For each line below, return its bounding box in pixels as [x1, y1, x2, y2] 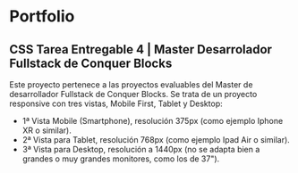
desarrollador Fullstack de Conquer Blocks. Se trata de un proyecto [9, 89, 258, 99]
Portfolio [9, 6, 75, 27]
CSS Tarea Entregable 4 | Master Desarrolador [9, 42, 273, 57]
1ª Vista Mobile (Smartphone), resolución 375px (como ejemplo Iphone [21, 116, 284, 126]
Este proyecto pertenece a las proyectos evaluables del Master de [9, 79, 253, 90]
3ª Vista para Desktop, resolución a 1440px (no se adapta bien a [21, 144, 260, 154]
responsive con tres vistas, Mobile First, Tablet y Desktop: [9, 98, 223, 109]
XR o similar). [21, 125, 72, 136]
